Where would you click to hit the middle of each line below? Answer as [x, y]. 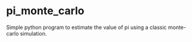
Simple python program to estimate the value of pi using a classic [86, 27]
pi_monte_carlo [45, 11]
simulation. [33, 33]
